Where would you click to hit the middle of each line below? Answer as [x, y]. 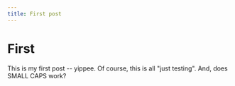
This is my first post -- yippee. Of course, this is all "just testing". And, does [118, 68]
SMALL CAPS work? [37, 75]
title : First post [34, 14]
